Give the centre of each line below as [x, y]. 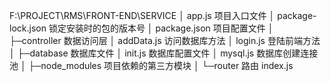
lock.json [28, 28]
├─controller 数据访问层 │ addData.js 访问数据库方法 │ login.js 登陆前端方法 [165, 40]
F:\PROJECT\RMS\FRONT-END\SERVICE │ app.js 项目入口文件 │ [142, 15]
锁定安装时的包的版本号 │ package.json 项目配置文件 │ [161, 28]
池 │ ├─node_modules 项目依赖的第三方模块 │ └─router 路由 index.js [151, 65]
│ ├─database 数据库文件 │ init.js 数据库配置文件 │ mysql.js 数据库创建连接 [164, 53]
